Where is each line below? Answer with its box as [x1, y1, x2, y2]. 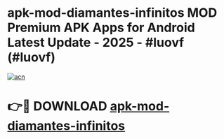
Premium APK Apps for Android [7, 20, 195, 36]
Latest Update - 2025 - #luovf [7, 35, 185, 50]
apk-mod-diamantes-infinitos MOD [7, 5, 218, 21]
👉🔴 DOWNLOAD [7, 98, 107, 115]
